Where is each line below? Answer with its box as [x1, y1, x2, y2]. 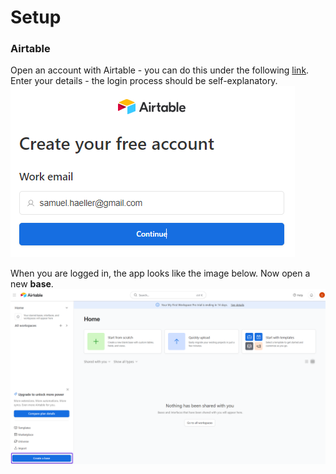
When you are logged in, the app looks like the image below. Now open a [10, 267, 311, 280]
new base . [10, 278, 54, 290]
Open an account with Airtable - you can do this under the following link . [10, 64, 310, 76]
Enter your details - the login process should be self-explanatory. [10, 75, 278, 87]
